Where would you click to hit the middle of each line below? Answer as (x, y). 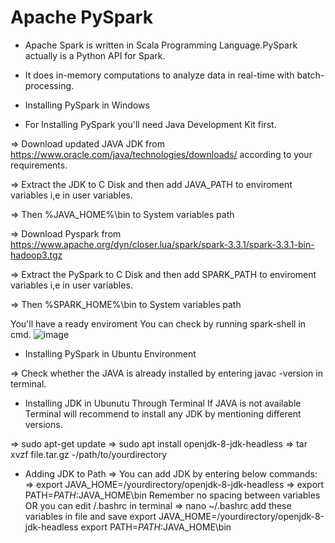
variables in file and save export (90, 516)
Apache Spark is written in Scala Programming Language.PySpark (161, 45)
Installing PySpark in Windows (87, 105)
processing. (49, 85)
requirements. (39, 165)
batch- (310, 75)
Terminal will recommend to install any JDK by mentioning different (163, 413)
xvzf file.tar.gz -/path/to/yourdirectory (89, 454)
